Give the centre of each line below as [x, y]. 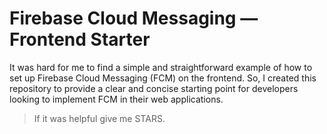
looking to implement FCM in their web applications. [116, 99]
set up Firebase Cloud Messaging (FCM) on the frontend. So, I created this [163, 78]
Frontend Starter [80, 39]
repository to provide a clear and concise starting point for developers [154, 88]
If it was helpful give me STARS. [99, 118]
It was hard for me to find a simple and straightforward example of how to [161, 67]
